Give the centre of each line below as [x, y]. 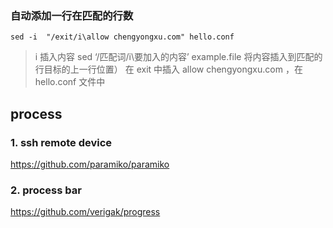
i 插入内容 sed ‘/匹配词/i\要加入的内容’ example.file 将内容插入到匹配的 [178, 57]
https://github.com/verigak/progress [85, 212]
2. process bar [46, 190]
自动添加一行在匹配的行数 [72, 15]
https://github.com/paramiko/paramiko [90, 164]
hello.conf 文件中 [70, 82]
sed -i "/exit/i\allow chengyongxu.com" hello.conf [122, 37]
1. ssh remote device [61, 142]
